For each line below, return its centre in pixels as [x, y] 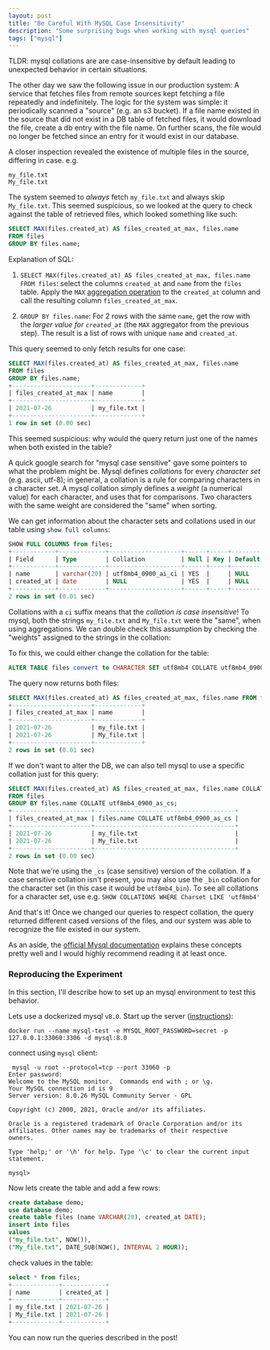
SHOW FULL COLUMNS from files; [61, 544]
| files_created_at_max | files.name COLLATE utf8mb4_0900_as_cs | [124, 819]
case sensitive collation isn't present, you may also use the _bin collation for [135, 880]
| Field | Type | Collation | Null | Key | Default [135, 559]
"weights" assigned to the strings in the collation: [90, 637]
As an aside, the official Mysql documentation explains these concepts [125, 945]
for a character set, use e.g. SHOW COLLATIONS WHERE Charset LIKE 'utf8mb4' [134, 897]
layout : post [30, 16]
